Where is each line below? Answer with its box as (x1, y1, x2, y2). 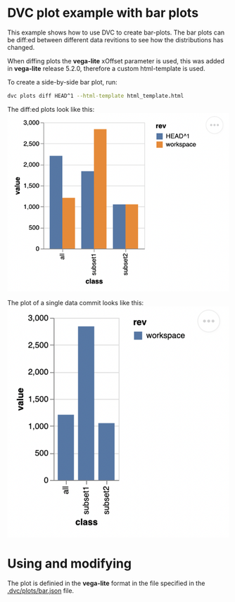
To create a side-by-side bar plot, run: (7, 77, 118, 86)
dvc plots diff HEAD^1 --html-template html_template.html (7, 92, 184, 99)
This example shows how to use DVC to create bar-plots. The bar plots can (7, 28, 225, 37)
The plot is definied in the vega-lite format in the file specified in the (7, 579, 205, 588)
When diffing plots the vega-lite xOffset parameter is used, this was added (7, 56, 225, 65)
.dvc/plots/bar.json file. (7, 587, 75, 595)
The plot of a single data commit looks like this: (7, 299, 144, 307)
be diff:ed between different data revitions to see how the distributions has (7, 35, 224, 44)
